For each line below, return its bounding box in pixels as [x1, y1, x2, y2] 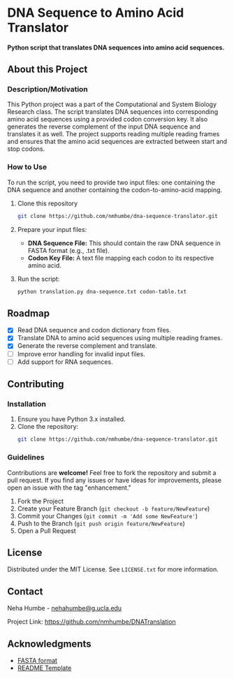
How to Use [7, 162, 47, 172]
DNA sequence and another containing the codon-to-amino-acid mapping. [7, 185, 222, 194]
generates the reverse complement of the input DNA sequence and [7, 122, 201, 131]
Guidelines [7, 453, 45, 462]
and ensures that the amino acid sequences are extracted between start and [7, 138, 228, 146]
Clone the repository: [17, 423, 79, 431]
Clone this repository [17, 199, 78, 207]
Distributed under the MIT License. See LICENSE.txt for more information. [7, 565, 219, 574]
